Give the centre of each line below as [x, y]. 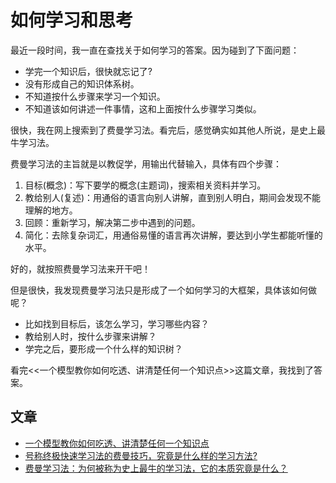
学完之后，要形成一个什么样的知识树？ [103, 348]
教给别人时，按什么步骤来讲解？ [90, 336]
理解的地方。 [51, 210]
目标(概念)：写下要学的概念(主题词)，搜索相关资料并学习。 [145, 185]
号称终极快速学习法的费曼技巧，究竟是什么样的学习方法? [141, 455]
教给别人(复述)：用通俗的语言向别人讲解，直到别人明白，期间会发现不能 [173, 197]
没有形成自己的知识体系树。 [82, 83]
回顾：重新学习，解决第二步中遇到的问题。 [112, 222]
